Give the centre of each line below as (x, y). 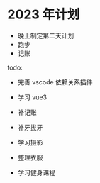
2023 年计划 (44, 15)
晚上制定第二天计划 (46, 35)
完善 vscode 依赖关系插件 (55, 82)
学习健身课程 (36, 172)
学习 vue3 (32, 97)
